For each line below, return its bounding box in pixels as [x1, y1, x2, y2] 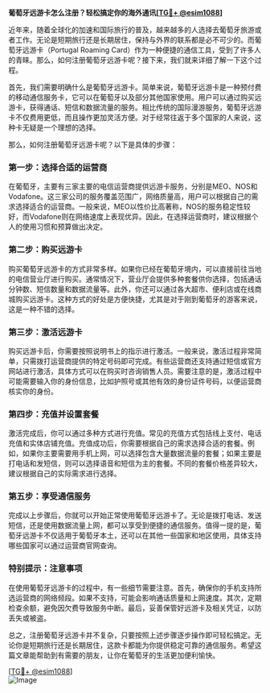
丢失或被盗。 [8, 612, 51, 623]
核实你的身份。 [8, 386, 58, 396]
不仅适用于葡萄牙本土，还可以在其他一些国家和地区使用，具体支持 [43, 531, 262, 541]
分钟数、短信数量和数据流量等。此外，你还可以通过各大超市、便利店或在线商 [8, 284, 262, 293]
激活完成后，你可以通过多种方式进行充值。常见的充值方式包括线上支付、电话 [8, 429, 262, 438]
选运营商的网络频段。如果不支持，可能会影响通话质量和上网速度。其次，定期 [8, 592, 262, 603]
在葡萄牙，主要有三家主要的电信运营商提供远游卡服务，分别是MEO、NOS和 [8, 181, 259, 192]
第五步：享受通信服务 [8, 491, 91, 502]
